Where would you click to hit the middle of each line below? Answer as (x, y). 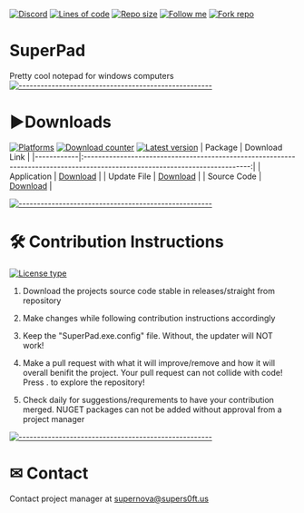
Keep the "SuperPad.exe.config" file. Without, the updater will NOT (148, 335)
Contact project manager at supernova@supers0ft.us (109, 498)
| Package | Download (241, 147)
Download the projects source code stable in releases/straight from (148, 291)
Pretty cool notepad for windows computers (92, 75)
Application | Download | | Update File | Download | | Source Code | (136, 176)
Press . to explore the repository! (83, 382)
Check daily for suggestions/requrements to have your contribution (148, 400)
